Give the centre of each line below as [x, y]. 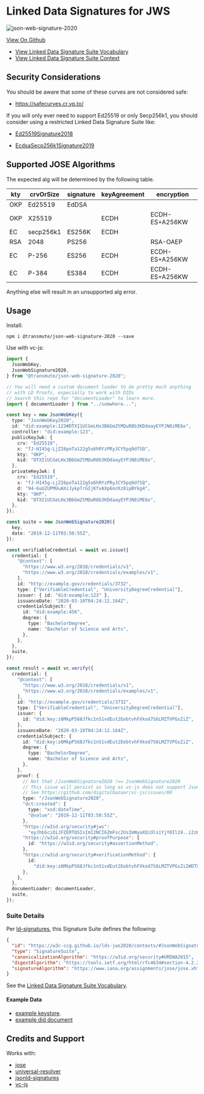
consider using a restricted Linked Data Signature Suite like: [81, 122]
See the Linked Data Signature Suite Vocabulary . [67, 986]
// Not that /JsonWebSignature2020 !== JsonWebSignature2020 [101, 781]
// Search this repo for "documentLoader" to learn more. [81, 398]
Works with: [21, 1053]
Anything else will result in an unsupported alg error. [72, 292]
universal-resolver [38, 1071]
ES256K [79, 232]
